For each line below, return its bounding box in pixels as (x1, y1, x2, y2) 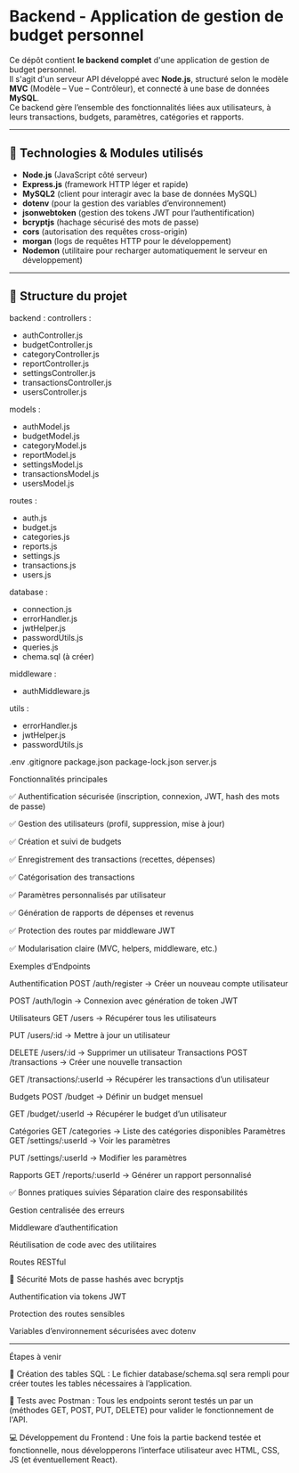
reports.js (21, 541, 58, 552)
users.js (21, 569, 52, 580)
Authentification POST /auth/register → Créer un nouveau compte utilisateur (9, 978, 289, 988)
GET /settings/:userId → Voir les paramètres (9, 1134, 171, 1146)
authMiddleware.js (21, 685, 91, 696)
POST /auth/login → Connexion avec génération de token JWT (9, 995, 238, 1006)
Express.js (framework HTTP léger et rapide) (21, 178, 189, 189)
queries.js (21, 642, 59, 652)
